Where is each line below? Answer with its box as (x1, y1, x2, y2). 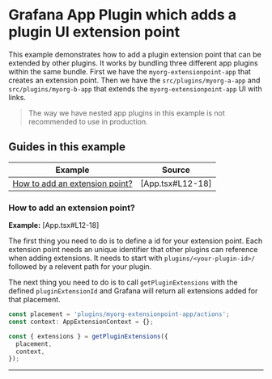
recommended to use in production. (28, 116, 148, 126)
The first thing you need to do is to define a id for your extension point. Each (8, 236, 263, 246)
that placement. (8, 295, 61, 305)
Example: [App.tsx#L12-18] (8, 221, 100, 230)
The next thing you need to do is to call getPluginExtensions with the (8, 277, 238, 288)
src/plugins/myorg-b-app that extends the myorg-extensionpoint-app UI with (8, 83, 262, 94)
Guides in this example (8, 140, 126, 154)
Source (161, 164, 190, 175)
